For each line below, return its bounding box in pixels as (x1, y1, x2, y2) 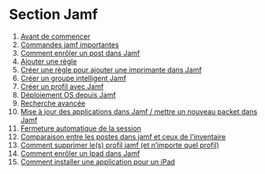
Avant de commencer (20, 31, 91, 41)
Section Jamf (9, 6, 98, 24)
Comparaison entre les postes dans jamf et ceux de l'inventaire (20, 131, 226, 141)
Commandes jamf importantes (20, 39, 119, 49)
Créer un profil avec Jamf (20, 81, 104, 91)
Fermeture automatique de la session (20, 124, 141, 133)
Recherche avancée (20, 98, 86, 108)
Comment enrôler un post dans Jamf (20, 48, 140, 57)
